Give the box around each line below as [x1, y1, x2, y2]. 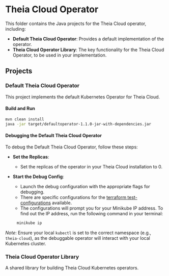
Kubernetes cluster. [5, 240, 46, 246]
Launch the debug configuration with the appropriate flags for [20, 183, 150, 189]
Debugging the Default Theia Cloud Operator [5, 133, 102, 139]
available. [51, 199, 72, 206]
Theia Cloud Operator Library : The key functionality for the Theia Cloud [12, 46, 164, 53]
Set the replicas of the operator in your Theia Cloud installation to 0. [20, 163, 163, 169]
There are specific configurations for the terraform [20, 194, 126, 200]
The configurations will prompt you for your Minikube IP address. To [20, 205, 163, 211]
